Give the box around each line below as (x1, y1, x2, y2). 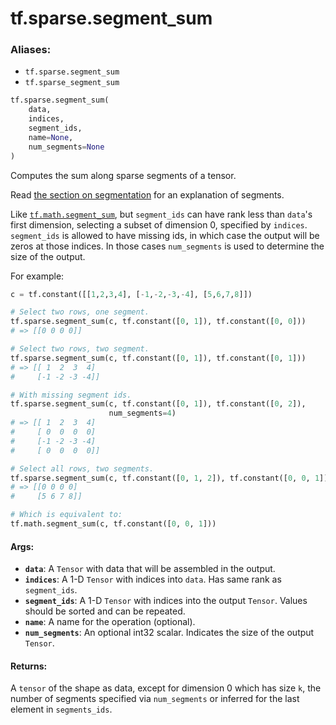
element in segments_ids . (10, 703, 113, 716)
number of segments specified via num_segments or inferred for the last (10, 693, 300, 705)
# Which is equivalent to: (10, 510, 123, 520)
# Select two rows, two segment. (10, 344, 150, 354)
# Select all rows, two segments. (10, 463, 155, 474)
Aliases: (10, 43, 52, 57)
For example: (10, 270, 65, 282)
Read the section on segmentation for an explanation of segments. (10, 188, 285, 201)
